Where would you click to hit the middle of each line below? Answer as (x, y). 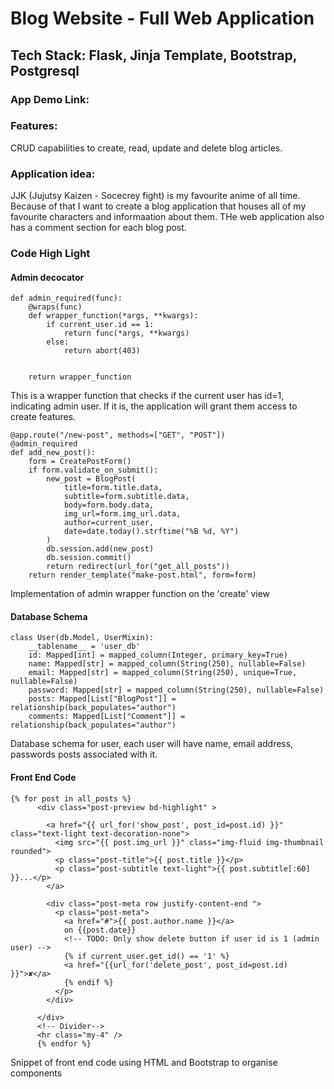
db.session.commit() (89, 558)
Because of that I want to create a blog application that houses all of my (158, 206)
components (36, 1073)
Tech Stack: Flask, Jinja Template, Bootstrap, (154, 55)
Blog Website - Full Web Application (162, 18)
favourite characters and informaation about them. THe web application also (167, 217)
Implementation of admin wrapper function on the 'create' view (140, 594)
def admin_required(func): (66, 298)
